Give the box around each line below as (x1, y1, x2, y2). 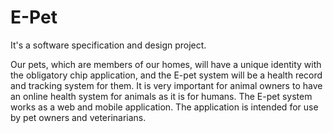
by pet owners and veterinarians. (10, 111, 147, 123)
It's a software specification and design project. (10, 39, 207, 51)
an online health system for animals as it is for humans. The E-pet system (10, 90, 313, 102)
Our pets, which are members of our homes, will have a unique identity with (10, 58, 322, 70)
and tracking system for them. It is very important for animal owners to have (10, 79, 323, 91)
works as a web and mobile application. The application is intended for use (10, 101, 319, 113)
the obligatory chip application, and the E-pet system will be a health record (10, 69, 323, 81)
